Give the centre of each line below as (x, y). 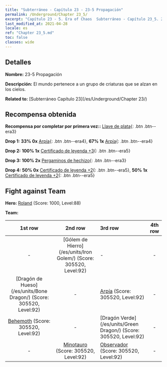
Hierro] (75, 246)
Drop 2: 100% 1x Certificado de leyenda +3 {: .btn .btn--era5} (68, 151)
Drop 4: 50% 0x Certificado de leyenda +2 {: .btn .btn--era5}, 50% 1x (76, 170)
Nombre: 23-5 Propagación (34, 74)
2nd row (75, 228)
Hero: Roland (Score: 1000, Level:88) (43, 203)
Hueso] (29, 285)
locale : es (16, 28)
